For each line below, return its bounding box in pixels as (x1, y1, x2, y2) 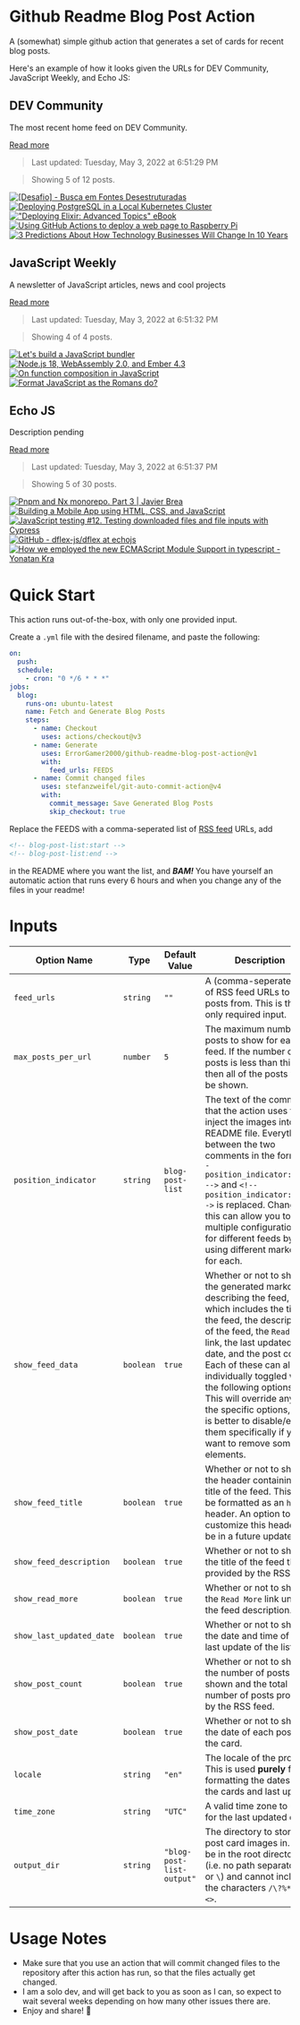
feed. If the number (204, 1045, 286, 1058)
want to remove (204, 1437, 271, 1449)
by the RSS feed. (204, 1700, 275, 1712)
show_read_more (13, 1593, 79, 1604)
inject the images (204, 1115, 277, 1128)
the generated (204, 1280, 265, 1292)
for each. (204, 1254, 243, 1266)
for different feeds (204, 1231, 281, 1244)
